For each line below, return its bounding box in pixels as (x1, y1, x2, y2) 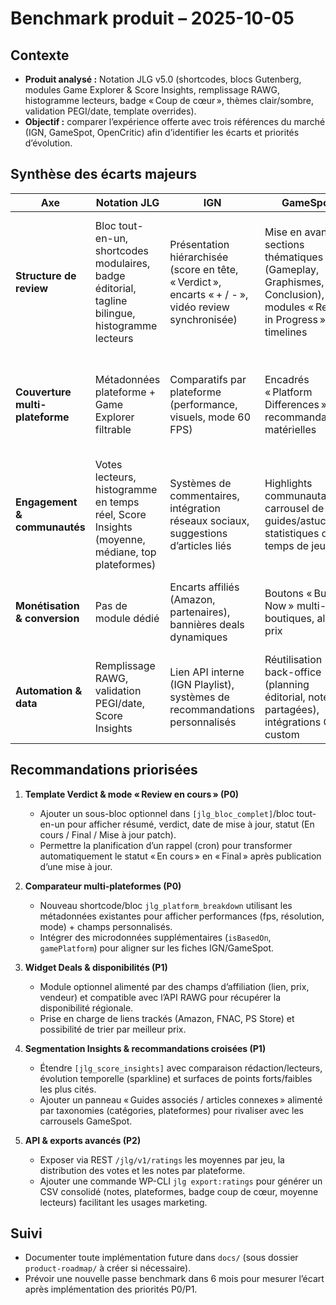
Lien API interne (169, 665, 245, 679)
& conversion (15, 611, 80, 625)
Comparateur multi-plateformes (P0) (24, 880, 182, 892)
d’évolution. (24, 137, 73, 149)
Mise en (264, 225, 303, 239)
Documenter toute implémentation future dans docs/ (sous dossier (24, 1252, 299, 1264)
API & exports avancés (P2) (24, 1134, 142, 1146)
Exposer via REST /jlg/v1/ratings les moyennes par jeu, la (39, 1153, 285, 1166)
